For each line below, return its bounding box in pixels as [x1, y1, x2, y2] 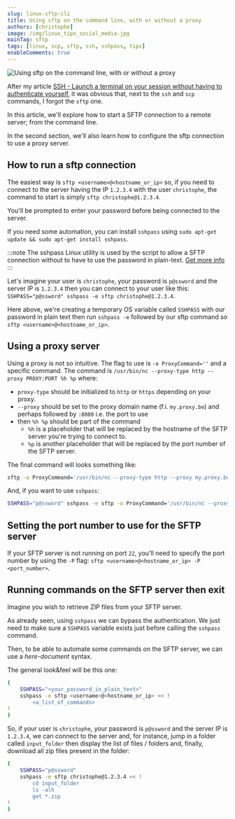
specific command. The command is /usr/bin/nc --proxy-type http [7, 366, 205, 374]
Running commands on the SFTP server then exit [7, 584, 225, 596]
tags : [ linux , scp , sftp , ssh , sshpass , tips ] [7, 43, 145, 50]
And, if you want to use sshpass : [7, 486, 100, 495]
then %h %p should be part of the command [17, 417, 141, 426]
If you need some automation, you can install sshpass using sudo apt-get [7, 227, 217, 235]
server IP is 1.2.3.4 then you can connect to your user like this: [7, 284, 190, 293]
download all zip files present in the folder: [7, 747, 130, 755]
